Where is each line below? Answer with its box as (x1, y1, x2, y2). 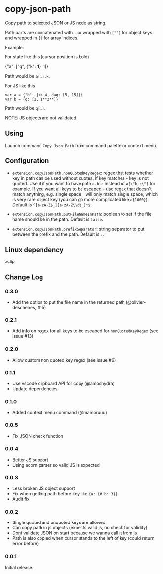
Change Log (5, 273, 43, 281)
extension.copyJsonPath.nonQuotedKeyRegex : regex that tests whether (12, 170, 153, 176)
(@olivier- (125, 299, 146, 305)
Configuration (5, 157, 49, 165)
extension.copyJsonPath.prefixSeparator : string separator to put (12, 226, 145, 232)
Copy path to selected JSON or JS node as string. (5, 20, 107, 26)
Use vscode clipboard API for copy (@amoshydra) (12, 380, 115, 386)
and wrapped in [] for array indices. (5, 35, 79, 41)
